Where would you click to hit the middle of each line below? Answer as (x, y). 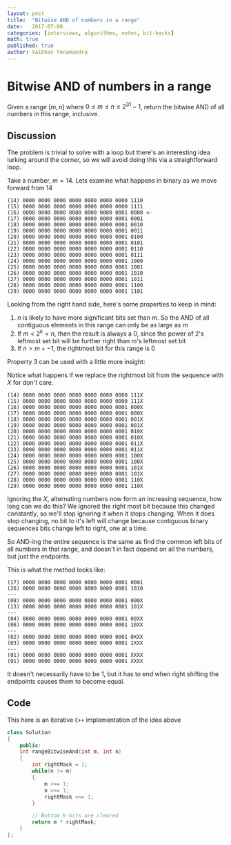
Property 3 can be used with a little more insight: (76, 361)
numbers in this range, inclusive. (53, 114)
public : (30, 745)
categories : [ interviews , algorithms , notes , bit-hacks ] (91, 33)
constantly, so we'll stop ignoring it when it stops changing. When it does (111, 514)
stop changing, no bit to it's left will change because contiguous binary (108, 520)
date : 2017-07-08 (35, 26)
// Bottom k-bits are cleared (75, 816)
